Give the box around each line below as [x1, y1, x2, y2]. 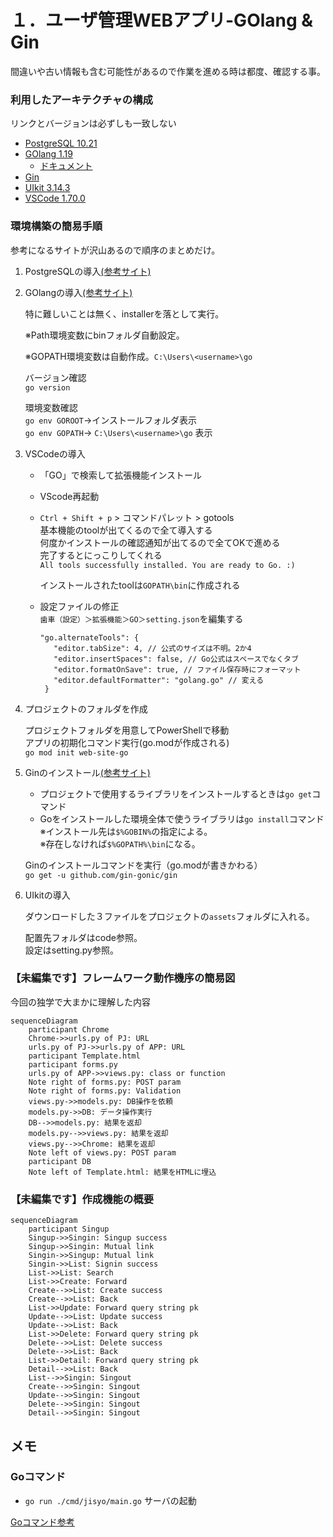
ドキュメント [39, 160, 93, 172]
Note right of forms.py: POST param [28, 1077, 182, 1087]
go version [24, 382, 71, 393]
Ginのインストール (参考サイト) [24, 766, 151, 778]
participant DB [28, 1156, 92, 1166]
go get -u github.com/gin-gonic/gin [24, 870, 178, 880]
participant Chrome [28, 1024, 110, 1035]
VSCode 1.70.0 [24, 192, 86, 205]
